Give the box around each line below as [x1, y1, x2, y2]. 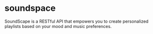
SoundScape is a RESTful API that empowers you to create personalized [4, 18, 149, 24]
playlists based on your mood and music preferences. [4, 23, 112, 29]
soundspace [4, 3, 56, 14]
